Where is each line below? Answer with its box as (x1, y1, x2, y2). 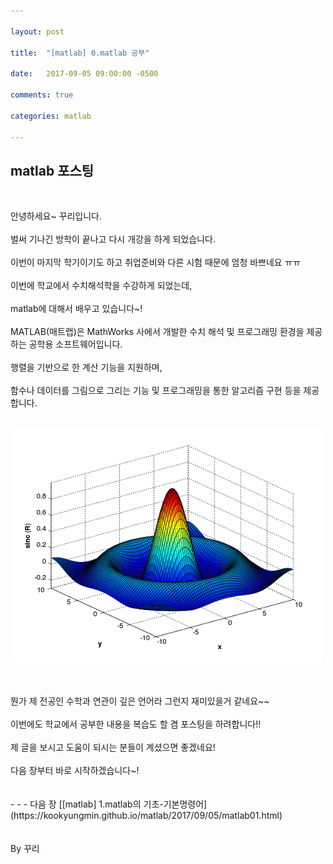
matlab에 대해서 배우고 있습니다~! (10, 303, 143, 315)
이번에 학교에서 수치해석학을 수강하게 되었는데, (10, 280, 193, 292)
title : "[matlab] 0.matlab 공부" (10, 48, 150, 58)
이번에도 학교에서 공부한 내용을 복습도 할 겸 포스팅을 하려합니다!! (10, 718, 262, 730)
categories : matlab (10, 111, 92, 121)
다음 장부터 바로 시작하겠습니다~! (10, 765, 140, 777)
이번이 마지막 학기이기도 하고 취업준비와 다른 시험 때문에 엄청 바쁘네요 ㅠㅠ (10, 256, 302, 269)
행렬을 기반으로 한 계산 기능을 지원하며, (10, 361, 163, 374)
